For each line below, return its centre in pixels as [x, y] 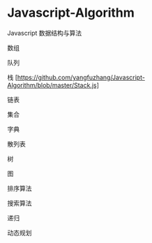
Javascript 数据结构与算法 [45, 33]
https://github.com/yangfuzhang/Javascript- [81, 77]
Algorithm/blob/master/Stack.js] [53, 85]
